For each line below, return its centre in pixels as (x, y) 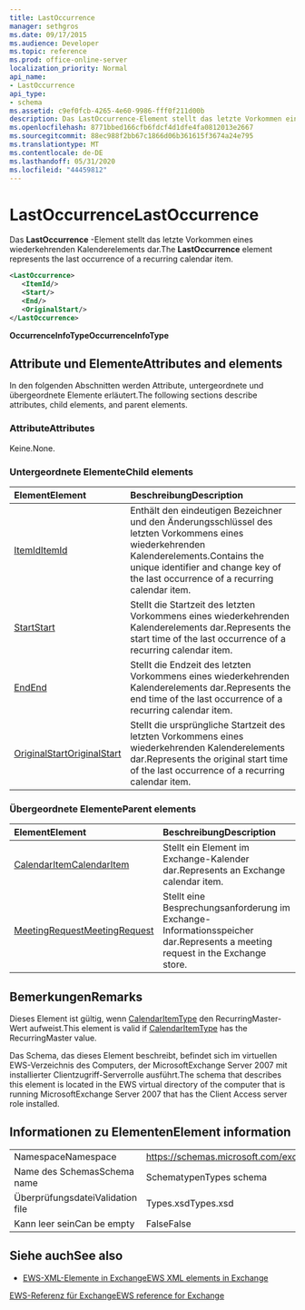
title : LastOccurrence (52, 18)
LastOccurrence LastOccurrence (134, 215)
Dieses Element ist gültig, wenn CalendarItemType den (112, 1019)
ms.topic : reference (49, 52)
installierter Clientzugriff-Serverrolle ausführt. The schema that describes (146, 1075)
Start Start (35, 627)
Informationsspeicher (208, 931)
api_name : (28, 77)
